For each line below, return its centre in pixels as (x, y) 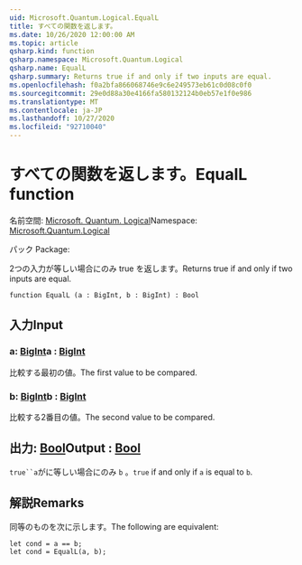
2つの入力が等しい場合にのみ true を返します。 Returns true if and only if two (151, 268)
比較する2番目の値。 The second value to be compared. (112, 417)
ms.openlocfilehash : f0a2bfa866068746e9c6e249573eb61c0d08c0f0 (131, 85)
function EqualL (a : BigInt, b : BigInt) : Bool (105, 295)
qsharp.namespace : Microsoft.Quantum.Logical (96, 60)
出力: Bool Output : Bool (75, 448)
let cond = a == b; (46, 543)
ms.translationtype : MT (54, 102)
